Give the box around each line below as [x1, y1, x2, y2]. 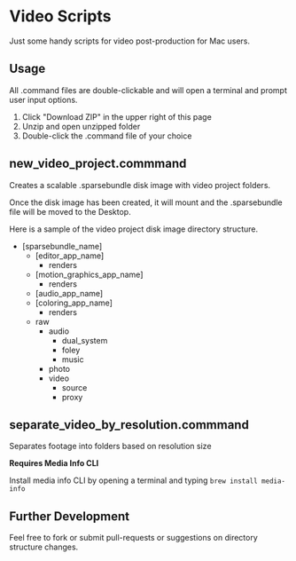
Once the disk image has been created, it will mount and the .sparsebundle [9, 197, 283, 208]
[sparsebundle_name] [21, 241, 103, 251]
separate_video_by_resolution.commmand [9, 417, 250, 432]
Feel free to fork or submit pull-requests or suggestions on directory [9, 533, 259, 543]
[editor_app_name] [35, 250, 105, 261]
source [61, 382, 88, 392]
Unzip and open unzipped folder [21, 121, 141, 131]
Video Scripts [9, 6, 112, 27]
